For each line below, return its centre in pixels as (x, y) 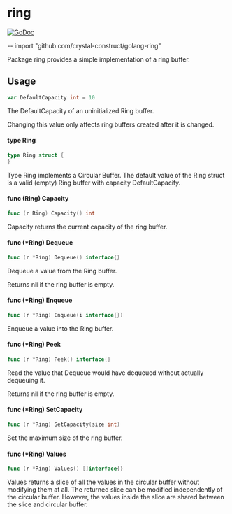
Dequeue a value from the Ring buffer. (62, 271)
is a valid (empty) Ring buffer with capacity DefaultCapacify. (94, 183)
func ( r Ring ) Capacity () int (51, 213)
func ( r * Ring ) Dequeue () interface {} (64, 257)
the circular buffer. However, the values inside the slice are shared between (116, 497)
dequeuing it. (26, 380)
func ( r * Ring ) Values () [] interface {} (65, 469)
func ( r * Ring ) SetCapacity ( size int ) (64, 424)
